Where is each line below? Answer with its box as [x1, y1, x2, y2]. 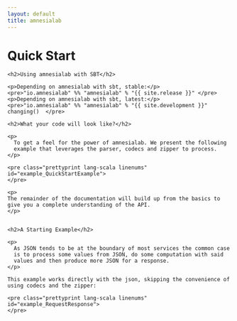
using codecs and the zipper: [7, 282, 97, 290]
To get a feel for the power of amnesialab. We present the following [13, 139, 227, 146]
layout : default [7, 10, 55, 18]
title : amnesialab [7, 17, 62, 24]
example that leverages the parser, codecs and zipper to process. [13, 146, 218, 153]
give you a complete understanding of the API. [7, 202, 151, 209]
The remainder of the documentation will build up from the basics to [7, 195, 221, 202]
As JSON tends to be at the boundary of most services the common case [13, 245, 231, 252]
